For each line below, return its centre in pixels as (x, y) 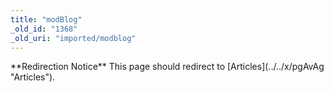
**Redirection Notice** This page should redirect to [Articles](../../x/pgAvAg (167, 67)
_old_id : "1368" (44, 29)
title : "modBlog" (46, 19)
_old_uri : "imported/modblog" (73, 38)
